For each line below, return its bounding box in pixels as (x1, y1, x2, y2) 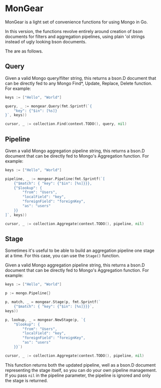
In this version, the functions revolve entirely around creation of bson (5, 28, 143, 34)
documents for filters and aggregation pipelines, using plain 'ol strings (5, 34, 145, 39)
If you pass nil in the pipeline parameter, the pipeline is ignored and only (5, 372, 151, 378)
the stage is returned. (5, 377, 48, 383)
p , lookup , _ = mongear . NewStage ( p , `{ (5, 317, 86, 322)
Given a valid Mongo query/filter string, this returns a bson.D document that (5, 75, 156, 81)
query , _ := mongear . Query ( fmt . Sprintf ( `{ (5, 104, 92, 108)
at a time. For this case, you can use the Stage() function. (5, 253, 120, 259)
